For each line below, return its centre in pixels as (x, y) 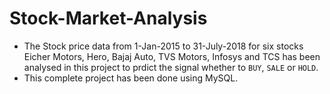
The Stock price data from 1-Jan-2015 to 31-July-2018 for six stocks (163, 46)
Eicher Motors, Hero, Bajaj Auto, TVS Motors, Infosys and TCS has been (172, 56)
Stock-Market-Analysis (108, 18)
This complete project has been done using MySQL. (131, 78)
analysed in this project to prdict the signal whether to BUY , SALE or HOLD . (171, 67)
